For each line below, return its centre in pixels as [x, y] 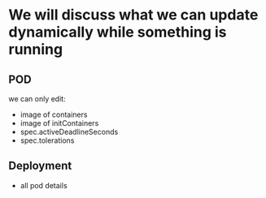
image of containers [54, 114]
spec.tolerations [47, 140]
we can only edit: [37, 99]
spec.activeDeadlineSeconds [69, 132]
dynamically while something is [118, 32]
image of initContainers [59, 123]
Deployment [40, 166]
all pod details [44, 185]
